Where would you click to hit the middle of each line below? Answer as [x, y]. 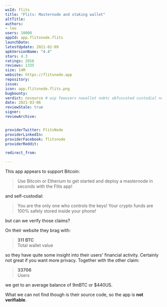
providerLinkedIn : [24, 135]
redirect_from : [21, 153]
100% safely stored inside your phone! [57, 211]
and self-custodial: [24, 196]
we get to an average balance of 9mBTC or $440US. [59, 285]
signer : [13, 112]
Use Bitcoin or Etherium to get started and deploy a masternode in [85, 181]
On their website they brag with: [38, 231]
